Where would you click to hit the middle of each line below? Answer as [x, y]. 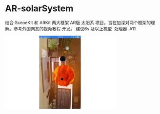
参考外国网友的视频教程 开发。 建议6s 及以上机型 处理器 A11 [75, 28]
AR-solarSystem [39, 9]
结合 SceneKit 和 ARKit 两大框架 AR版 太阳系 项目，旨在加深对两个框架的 [78, 22]
